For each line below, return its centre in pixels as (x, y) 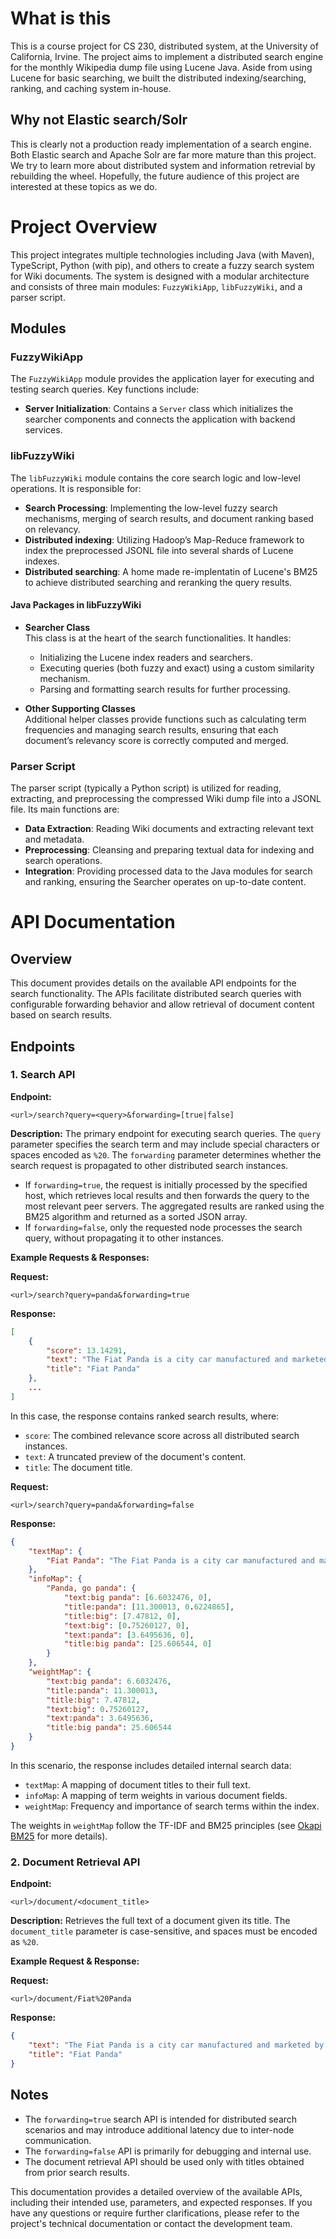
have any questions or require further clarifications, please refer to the (155, 2213)
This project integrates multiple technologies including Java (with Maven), (162, 254)
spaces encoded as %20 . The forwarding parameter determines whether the (166, 1154)
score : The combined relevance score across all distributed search (162, 1435)
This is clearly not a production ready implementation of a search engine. (161, 144)
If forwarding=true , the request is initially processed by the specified (166, 1184)
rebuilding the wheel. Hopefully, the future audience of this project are (155, 176)
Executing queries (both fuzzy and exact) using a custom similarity (177, 668)
